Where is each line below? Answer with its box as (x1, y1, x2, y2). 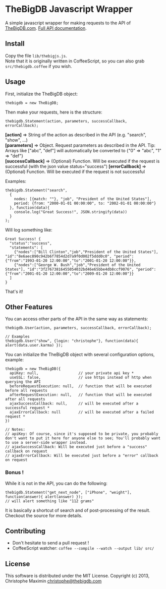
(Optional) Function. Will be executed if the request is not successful (5, 169, 145, 175)
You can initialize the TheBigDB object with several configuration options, (5, 352, 155, 357)
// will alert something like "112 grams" (5, 498, 94, 504)
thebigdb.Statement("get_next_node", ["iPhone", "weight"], (5, 490, 132, 495)
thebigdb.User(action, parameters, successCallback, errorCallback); (5, 326, 152, 331)
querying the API (5, 379, 41, 385)
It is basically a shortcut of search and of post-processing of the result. (5, 507, 151, 513)
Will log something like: (5, 227, 53, 233)
